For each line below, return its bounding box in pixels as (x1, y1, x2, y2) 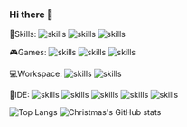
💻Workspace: (9, 68, 63, 80)
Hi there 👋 (9, 8, 54, 21)
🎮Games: (9, 47, 47, 58)
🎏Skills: (9, 29, 37, 40)
